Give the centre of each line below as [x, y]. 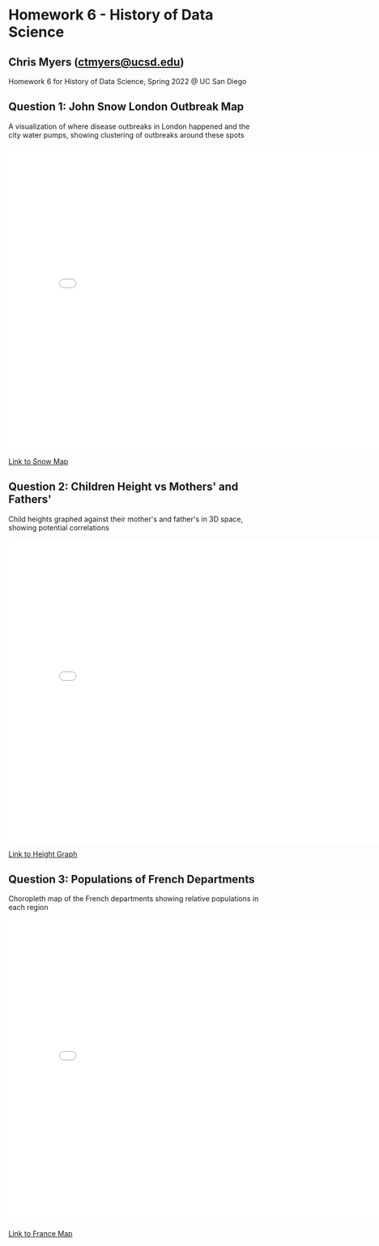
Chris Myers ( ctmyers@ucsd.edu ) [96, 62]
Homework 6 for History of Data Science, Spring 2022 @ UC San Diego [128, 81]
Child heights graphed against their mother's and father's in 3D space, [126, 519]
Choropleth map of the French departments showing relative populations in [134, 899]
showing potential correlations [59, 527]
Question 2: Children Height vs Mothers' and [123, 487]
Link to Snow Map [38, 461]
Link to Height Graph [43, 854]
